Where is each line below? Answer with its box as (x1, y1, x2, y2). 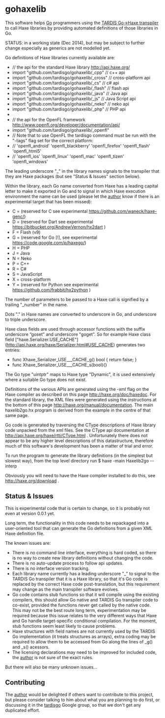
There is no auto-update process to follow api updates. (12, 560, 124, 566)
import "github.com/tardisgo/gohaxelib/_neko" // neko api (12, 101, 129, 107)
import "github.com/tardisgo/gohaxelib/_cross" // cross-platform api (12, 75, 151, 80)
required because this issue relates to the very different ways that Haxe (12, 612, 157, 618)
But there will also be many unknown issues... (5, 664, 97, 670)
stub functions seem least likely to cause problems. (12, 623, 116, 629)
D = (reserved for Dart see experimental (12, 219, 93, 225)
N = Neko (12, 255, 32, 261)
